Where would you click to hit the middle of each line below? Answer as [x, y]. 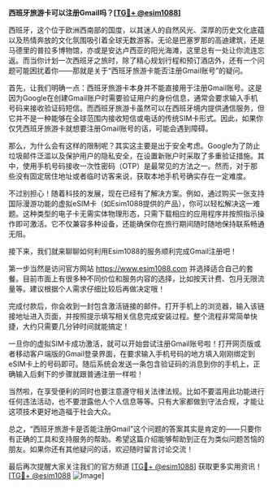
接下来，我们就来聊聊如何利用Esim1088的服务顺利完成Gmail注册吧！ [123, 251]
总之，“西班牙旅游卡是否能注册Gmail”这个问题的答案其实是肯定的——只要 [131, 429]
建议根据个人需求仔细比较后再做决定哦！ [97, 289]
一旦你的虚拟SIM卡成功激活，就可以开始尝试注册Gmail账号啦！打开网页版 [131, 343]
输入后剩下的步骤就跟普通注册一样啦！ [79, 374]
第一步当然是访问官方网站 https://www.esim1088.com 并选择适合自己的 [127, 268]
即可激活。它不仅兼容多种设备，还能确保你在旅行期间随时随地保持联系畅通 [140, 224]
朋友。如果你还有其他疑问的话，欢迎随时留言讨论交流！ [101, 449]
